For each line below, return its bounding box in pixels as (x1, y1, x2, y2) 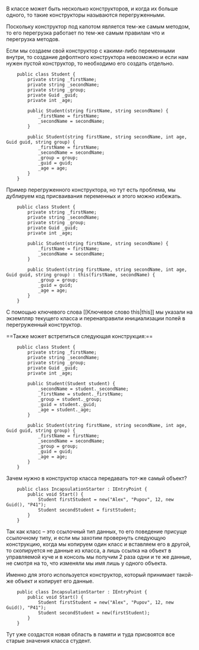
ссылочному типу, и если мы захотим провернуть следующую (6, 534, 166, 541)
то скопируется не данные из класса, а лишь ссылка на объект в (6, 547, 172, 554)
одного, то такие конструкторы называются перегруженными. (6, 11, 166, 18)
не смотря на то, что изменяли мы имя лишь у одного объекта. (6, 560, 168, 567)
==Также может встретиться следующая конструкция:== (6, 333, 153, 339)
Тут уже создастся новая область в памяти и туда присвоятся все (6, 631, 175, 637)
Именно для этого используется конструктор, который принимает (6, 571, 175, 578)
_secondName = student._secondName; (37, 386, 129, 392)
